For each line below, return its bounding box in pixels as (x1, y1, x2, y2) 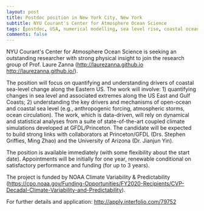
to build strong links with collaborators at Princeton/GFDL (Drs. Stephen (6, 131, 186, 138)
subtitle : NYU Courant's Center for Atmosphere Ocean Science (6, 20, 167, 26)
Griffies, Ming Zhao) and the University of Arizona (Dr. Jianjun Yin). (6, 137, 174, 144)
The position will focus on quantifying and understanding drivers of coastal (6, 79, 194, 87)
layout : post (6, 8, 39, 15)
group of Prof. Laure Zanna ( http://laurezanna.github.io (6, 61, 144, 69)
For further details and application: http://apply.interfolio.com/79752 (6, 198, 177, 206)
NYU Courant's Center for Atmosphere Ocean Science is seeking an (6, 48, 177, 55)
